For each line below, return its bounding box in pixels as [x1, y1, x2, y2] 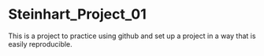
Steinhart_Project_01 [8, 5, 147, 23]
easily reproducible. [8, 39, 73, 48]
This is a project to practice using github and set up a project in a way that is [8, 31, 256, 40]
